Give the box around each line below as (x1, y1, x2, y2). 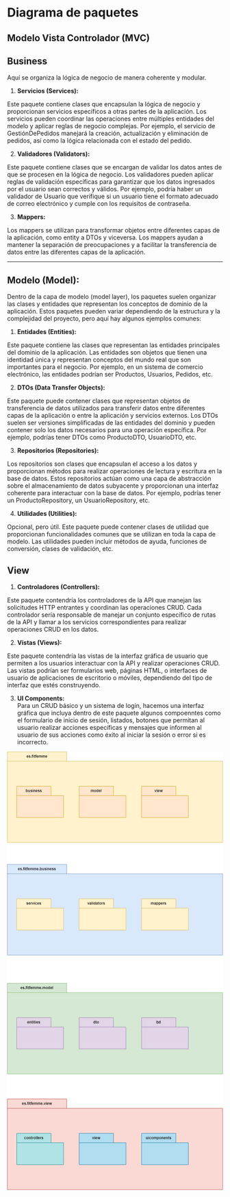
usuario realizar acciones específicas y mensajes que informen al (16, 724, 202, 732)
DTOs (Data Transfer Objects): (16, 383, 105, 392)
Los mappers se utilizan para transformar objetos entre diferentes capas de (7, 226, 220, 235)
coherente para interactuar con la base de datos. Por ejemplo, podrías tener (7, 489, 221, 497)
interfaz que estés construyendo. (7, 681, 101, 689)
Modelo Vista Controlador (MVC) (7, 32, 151, 44)
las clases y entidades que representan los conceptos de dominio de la (7, 300, 207, 308)
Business (7, 55, 48, 67)
